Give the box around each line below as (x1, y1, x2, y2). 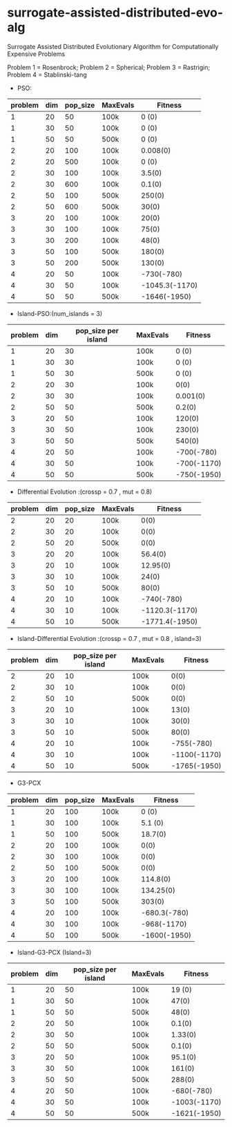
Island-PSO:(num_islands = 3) (17, 309, 103, 317)
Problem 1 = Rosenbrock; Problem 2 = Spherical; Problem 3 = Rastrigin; (7, 63, 211, 71)
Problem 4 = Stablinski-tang (7, 71, 88, 79)
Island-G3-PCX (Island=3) (17, 948, 92, 956)
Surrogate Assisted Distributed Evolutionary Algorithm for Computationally (7, 42, 219, 50)
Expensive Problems (7, 50, 66, 58)
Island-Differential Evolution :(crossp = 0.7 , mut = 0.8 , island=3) (17, 634, 202, 642)
